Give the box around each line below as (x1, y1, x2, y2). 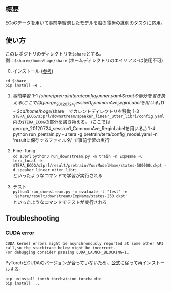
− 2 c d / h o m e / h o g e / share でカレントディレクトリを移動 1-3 (12, 107, 139, 114)
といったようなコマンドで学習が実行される (12, 172, 103, 178)
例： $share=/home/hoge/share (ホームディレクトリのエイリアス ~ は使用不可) (5, 57, 163, 63)
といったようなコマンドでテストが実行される (12, 198, 108, 205)
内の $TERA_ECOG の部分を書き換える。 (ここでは (12, 119, 111, 125)
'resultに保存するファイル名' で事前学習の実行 (12, 137, 110, 143)
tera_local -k (12, 158, 43, 163)
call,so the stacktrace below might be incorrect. (5, 246, 116, 251)
